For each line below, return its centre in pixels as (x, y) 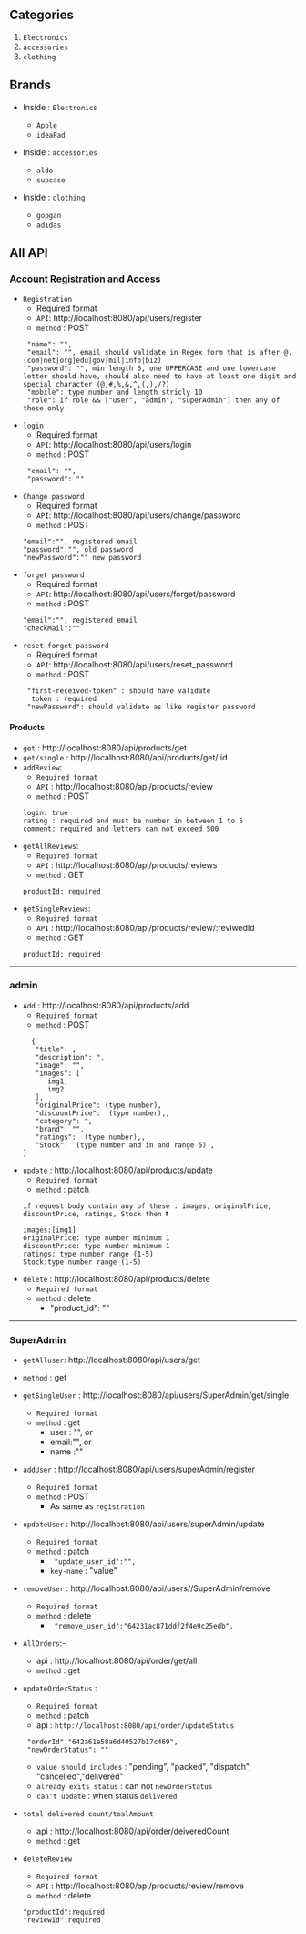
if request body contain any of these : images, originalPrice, (147, 1206)
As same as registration (97, 1506)
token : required (64, 699)
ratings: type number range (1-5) (88, 1254)
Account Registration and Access (85, 279)
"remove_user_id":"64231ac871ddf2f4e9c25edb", (144, 1627)
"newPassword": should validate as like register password (141, 707)
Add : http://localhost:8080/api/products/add (106, 1005)
